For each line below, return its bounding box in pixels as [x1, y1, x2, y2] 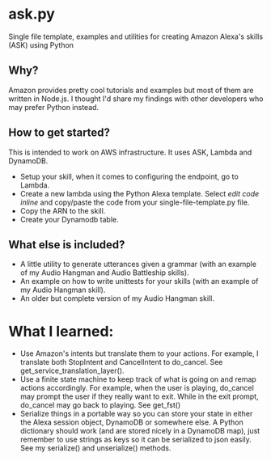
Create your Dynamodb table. [19, 214, 119, 224]
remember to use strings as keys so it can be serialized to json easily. [19, 434, 252, 445]
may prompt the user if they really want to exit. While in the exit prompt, [19, 391, 259, 401]
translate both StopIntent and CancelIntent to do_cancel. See [19, 357, 223, 367]
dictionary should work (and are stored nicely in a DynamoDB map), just [19, 426, 260, 436]
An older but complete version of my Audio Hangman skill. [19, 294, 214, 303]
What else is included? [8, 238, 125, 252]
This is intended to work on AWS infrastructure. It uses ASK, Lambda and [8, 147, 252, 157]
